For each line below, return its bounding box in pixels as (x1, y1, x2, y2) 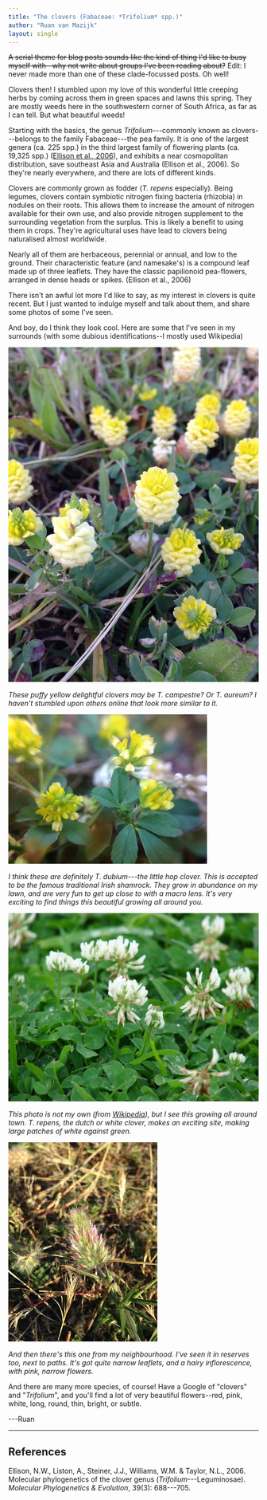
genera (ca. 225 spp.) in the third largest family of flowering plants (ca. (8, 143, 240, 152)
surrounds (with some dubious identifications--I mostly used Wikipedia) (8, 332, 244, 341)
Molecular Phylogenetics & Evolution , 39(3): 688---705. (8, 1483, 192, 1493)
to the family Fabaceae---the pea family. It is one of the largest (42, 134, 249, 143)
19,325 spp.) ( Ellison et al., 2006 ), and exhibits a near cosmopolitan (8, 151, 229, 161)
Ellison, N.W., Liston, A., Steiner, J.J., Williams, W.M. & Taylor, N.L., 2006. (8, 1467, 246, 1476)
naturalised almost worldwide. (8, 234, 107, 244)
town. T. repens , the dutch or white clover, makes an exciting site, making (8, 1118, 250, 1128)
